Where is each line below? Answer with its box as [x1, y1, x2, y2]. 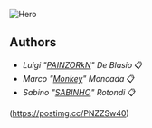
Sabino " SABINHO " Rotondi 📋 [22, 86, 137, 97]
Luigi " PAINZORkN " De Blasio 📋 [22, 59, 143, 70]
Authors [9, 34, 57, 50]
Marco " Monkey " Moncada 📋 [22, 73, 136, 84]
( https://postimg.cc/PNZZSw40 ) [9, 107, 129, 118]
